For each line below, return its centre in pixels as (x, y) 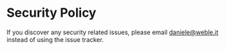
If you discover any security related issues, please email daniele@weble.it (113, 32)
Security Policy (52, 13)
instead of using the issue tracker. (55, 39)
